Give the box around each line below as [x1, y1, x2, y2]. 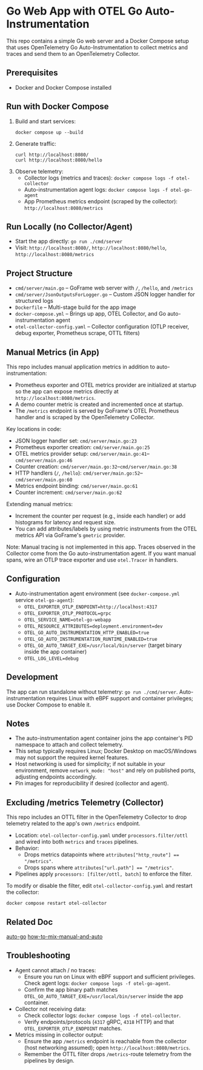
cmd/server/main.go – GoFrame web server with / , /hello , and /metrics [15, 284, 194, 292]
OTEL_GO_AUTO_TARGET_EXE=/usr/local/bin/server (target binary [24, 642, 182, 649]
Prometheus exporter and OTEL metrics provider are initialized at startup [15, 381, 197, 388]
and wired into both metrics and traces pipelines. [15, 838, 139, 845]
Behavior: [15, 845, 39, 852]
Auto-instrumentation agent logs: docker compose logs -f [24, 186, 168, 193]
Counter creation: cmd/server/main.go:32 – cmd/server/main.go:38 [15, 463, 178, 470]
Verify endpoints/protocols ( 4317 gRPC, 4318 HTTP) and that [24, 1018, 175, 1025]
